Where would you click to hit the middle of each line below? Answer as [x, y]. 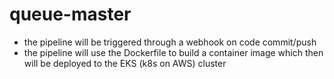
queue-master [70, 14]
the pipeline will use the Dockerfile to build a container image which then [173, 52]
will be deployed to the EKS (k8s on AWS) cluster [125, 63]
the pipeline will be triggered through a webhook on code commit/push [170, 42]
